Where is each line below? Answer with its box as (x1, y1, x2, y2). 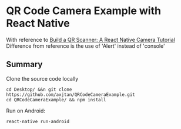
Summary (6, 59, 43, 70)
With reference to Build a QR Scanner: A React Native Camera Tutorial (6, 36, 175, 43)
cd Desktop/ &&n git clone (6, 87, 72, 92)
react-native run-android (6, 118, 69, 124)
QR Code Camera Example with (6, 4, 162, 18)
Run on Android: (6, 107, 46, 114)
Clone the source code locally (6, 75, 79, 82)
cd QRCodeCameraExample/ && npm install (6, 97, 107, 102)
